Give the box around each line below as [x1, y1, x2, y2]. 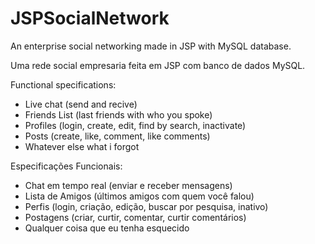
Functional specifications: [10, 78, 117, 91]
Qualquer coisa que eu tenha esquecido [24, 222, 190, 234]
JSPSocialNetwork [10, 7, 170, 30]
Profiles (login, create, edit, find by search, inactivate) [24, 119, 247, 131]
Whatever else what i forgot [24, 140, 140, 152]
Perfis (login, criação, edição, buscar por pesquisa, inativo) [24, 200, 269, 212]
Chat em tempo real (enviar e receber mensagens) [24, 179, 233, 191]
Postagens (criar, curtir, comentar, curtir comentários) [24, 211, 247, 223]
